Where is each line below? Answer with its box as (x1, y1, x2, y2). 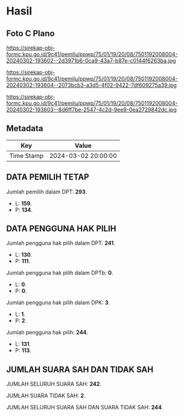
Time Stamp (9, 151, 44, 160)
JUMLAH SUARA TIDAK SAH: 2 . (6, 392, 86, 399)
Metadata (6, 124, 43, 134)
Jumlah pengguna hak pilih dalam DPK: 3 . (6, 299, 110, 306)
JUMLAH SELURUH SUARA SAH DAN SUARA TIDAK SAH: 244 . (6, 404, 164, 411)
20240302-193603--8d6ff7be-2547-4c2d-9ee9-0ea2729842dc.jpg (6, 106, 177, 113)
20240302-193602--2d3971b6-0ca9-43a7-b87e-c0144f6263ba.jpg (6, 57, 176, 64)
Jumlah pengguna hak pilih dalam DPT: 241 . (6, 239, 116, 247)
